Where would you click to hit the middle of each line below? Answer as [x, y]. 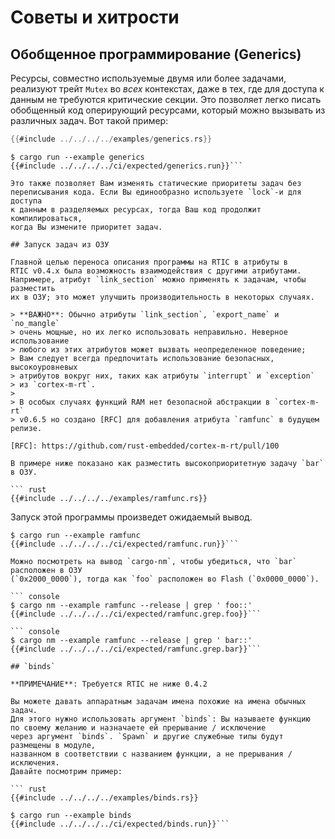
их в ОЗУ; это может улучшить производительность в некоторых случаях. [162, 297]
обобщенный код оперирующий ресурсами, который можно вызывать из [168, 110]
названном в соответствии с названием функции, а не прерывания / [151, 754]
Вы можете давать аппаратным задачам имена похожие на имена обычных [158, 701]
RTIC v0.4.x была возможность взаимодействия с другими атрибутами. [156, 271]
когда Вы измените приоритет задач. [86, 227]
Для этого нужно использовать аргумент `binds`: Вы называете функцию [160, 719]
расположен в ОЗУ [46, 570]
